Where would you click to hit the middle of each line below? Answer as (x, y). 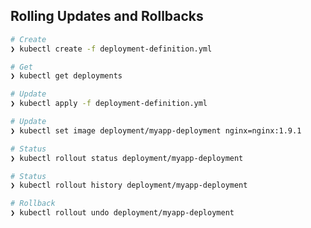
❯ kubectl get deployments (66, 76)
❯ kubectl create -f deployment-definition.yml (111, 49)
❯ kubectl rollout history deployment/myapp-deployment (129, 185)
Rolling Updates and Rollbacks (107, 16)
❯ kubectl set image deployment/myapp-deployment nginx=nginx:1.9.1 (156, 130)
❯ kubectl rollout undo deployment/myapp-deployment (122, 213)
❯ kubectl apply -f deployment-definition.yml (109, 104)
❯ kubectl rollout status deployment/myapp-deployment (127, 158)
